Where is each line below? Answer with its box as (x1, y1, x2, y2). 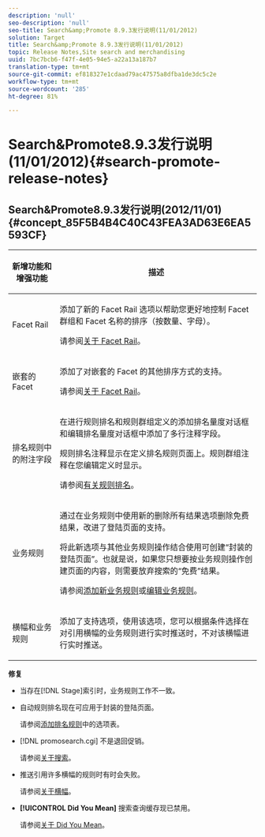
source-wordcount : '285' (8, 84, 90, 93)
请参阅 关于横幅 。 (19, 786, 76, 796)
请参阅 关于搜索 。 (19, 753, 76, 763)
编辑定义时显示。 (83, 460, 147, 471)
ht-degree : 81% (8, 92, 58, 100)
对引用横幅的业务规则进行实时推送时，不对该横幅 (59, 628, 242, 639)
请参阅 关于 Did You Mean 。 (19, 820, 109, 830)
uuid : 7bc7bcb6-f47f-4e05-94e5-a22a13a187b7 (8, 56, 157, 64)
